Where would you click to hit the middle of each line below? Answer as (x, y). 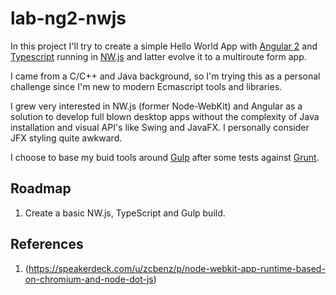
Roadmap (41, 188)
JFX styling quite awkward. (66, 138)
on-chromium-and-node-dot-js (89, 279)
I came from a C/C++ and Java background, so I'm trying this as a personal (165, 76)
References (47, 244)
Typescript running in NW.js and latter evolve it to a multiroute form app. (158, 56)
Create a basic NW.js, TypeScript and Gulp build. (125, 213)
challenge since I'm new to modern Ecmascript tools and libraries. (146, 86)
